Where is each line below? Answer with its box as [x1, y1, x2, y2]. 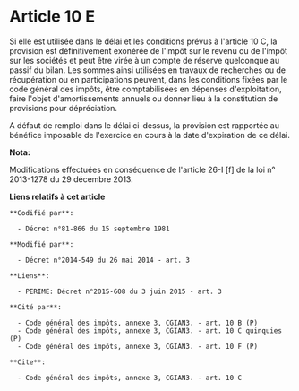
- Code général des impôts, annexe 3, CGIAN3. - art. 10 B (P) [17, 318, 258, 327]
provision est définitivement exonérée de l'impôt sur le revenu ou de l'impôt [9, 45, 288, 56]
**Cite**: [9, 357, 47, 367]
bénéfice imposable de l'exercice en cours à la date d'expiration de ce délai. [9, 129, 291, 140]
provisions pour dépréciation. [9, 102, 118, 113]
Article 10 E [9, 6, 96, 27]
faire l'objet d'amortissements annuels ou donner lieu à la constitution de [9, 92, 278, 104]
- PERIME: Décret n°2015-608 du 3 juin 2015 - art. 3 [17, 287, 222, 296]
